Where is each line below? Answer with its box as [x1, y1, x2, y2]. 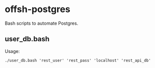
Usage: [5, 48, 20, 54]
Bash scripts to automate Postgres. [5, 20, 79, 26]
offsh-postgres [5, 4, 71, 15]
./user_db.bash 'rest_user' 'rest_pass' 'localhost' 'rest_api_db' [5, 58, 151, 63]
